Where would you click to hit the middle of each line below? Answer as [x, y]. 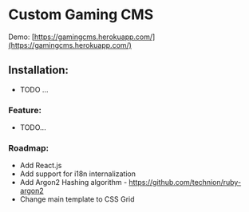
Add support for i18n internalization [77, 174]
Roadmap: [29, 147]
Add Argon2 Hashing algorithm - [73, 183]
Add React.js [41, 166]
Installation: [39, 71]
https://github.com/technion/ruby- [185, 183]
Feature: [25, 110]
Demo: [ [22, 37]
